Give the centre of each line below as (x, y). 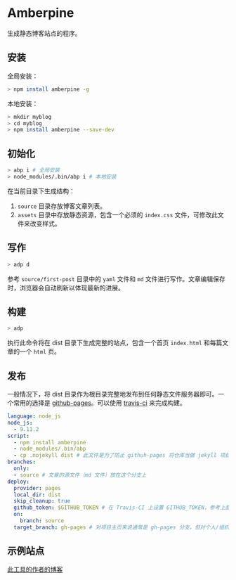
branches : (22, 462)
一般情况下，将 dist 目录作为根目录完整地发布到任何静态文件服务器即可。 (113, 394)
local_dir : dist (37, 495)
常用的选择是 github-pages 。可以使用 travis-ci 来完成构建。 (99, 403)
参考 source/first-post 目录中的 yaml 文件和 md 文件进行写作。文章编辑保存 (117, 278)
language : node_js (34, 416)
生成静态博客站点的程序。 (44, 33)
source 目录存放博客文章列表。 (62, 206)
